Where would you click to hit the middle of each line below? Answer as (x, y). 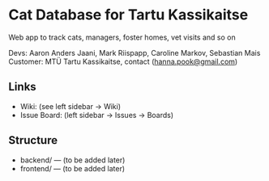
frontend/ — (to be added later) (73, 168)
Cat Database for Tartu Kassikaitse (128, 15)
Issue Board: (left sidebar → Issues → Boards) (97, 115)
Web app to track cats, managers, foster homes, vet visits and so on (122, 37)
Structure (33, 140)
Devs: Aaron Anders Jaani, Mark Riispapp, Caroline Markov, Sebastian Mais (134, 53)
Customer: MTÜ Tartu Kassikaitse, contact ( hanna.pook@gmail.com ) (123, 61)
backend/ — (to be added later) (73, 160)
